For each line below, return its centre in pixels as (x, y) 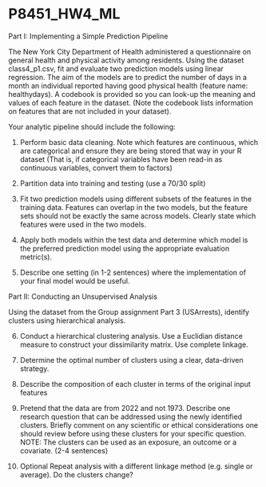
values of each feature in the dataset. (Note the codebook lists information (131, 103)
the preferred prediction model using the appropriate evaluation (125, 248)
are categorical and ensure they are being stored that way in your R (131, 151)
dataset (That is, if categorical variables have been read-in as (121, 159)
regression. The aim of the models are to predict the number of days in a (128, 77)
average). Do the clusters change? (76, 474)
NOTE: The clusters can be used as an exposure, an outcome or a (128, 442)
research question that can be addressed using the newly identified (131, 417)
